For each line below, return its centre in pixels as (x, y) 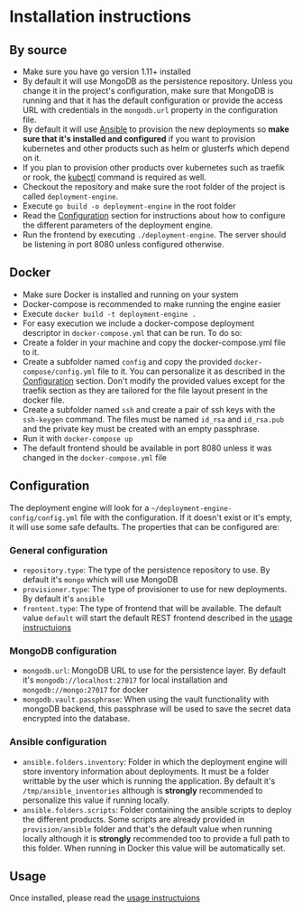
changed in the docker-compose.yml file (94, 457)
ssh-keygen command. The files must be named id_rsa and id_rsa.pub (153, 419)
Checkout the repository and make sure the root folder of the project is (154, 186)
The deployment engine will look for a (79, 507)
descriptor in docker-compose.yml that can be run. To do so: (132, 332)
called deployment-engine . (70, 196)
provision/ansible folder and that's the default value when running (147, 829)
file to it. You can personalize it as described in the (192, 371)
